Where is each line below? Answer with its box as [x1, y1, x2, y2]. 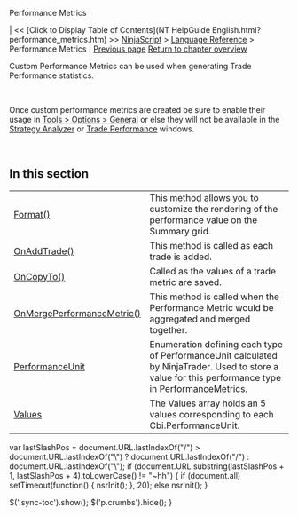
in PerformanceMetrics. [149, 382, 248, 394]
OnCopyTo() [13, 270, 66, 282]
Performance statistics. [9, 70, 95, 81]
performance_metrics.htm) [9, 35, 107, 44]
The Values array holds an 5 [149, 397, 266, 409]
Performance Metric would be [149, 301, 274, 314]
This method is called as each [149, 239, 274, 251]
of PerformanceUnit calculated [149, 349, 278, 361]
